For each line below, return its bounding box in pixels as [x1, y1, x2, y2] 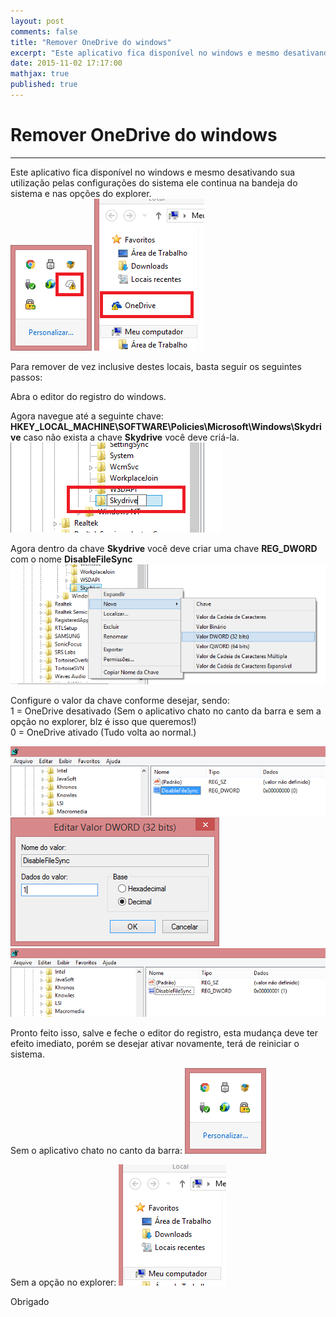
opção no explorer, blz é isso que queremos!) [10, 716, 197, 728]
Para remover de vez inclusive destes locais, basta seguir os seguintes [10, 360, 302, 372]
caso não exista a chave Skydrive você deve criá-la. [23, 431, 240, 443]
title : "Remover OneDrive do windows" [10, 37, 172, 47]
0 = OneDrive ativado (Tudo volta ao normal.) [10, 726, 197, 739]
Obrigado [10, 1296, 50, 1308]
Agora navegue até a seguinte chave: [10, 410, 164, 422]
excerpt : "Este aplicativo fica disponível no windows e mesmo [10, 48, 280, 58]
